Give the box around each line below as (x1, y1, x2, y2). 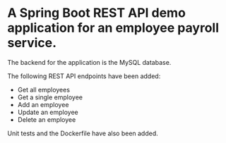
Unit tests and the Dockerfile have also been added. (7, 129, 159, 137)
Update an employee (17, 108, 79, 116)
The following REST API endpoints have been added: (7, 72, 161, 80)
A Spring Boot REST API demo (7, 5, 186, 21)
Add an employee (17, 100, 69, 108)
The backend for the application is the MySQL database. (7, 58, 172, 66)
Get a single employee (17, 93, 83, 101)
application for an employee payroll (7, 20, 219, 36)
